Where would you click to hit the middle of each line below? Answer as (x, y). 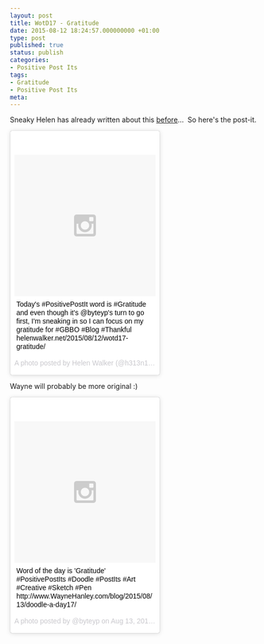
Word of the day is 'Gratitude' (61, 571)
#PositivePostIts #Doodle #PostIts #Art (76, 579)
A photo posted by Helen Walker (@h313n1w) (85, 363)
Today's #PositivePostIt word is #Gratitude (82, 304)
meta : (19, 97)
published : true (37, 45)
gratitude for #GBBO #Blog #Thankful (74, 330)
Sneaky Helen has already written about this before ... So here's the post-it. (133, 120)
